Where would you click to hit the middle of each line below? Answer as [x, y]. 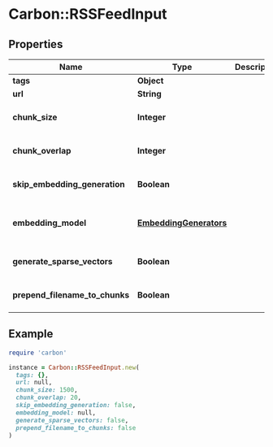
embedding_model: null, [56, 412]
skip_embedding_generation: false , [76, 406]
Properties [36, 44]
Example [31, 334]
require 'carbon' [38, 353]
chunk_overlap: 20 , [49, 398]
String [149, 94]
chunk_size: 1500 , [47, 390]
